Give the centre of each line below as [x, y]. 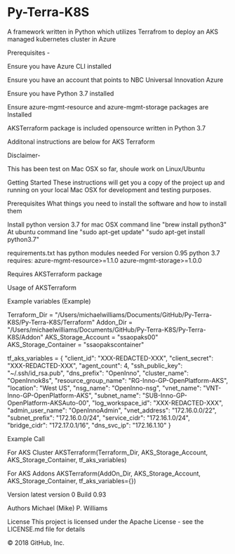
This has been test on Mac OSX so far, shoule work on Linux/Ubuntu [106, 168]
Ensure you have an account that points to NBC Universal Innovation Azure [115, 80]
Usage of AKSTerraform [42, 288]
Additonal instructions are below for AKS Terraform [81, 142]
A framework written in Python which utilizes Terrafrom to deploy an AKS [113, 32]
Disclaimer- [24, 155]
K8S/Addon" [25, 337]
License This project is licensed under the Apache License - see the [106, 521]
